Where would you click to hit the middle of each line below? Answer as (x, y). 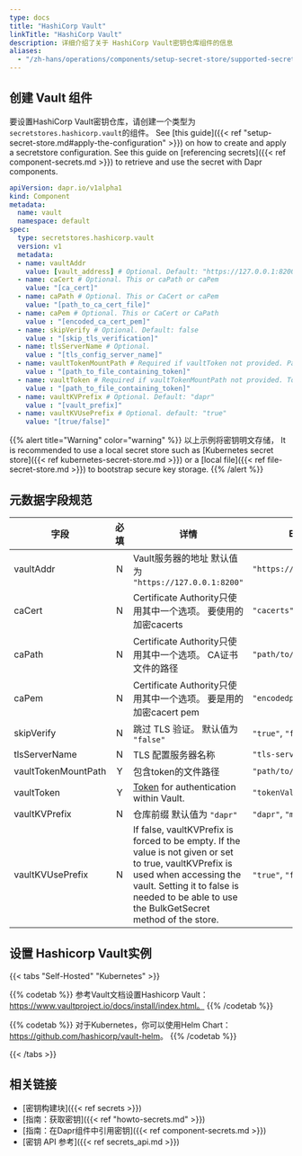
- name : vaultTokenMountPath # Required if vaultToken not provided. (150, 364)
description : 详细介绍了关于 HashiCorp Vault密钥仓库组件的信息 (121, 43)
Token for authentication (185, 787)
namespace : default (54, 221)
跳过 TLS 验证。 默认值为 (186, 729)
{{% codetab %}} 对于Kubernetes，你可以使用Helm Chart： (120, 1025)
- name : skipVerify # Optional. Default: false (108, 330)
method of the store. (176, 920)
